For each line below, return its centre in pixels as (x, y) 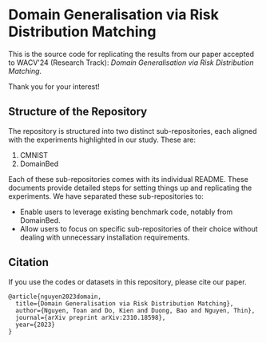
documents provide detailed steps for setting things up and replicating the (130, 188)
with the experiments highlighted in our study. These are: (102, 139)
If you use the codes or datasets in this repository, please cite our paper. (127, 281)
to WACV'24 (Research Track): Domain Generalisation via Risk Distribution (131, 63)
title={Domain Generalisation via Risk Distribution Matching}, (125, 303)
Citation (29, 262)
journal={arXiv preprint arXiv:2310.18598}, (91, 317)
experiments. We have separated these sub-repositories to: (106, 196)
